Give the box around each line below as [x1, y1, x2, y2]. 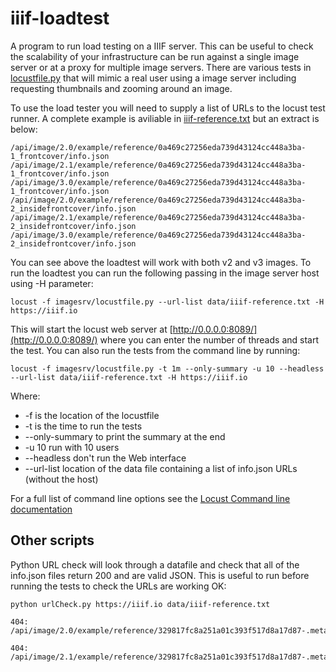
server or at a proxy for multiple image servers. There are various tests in [10, 61, 312, 73]
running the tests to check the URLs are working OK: [10, 580, 227, 592]
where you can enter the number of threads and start [99, 333, 319, 346]
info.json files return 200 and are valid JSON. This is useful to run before [10, 569, 310, 581]
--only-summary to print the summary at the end [24, 430, 226, 442]
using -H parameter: [10, 277, 94, 289]
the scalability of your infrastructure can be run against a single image [10, 50, 300, 62]
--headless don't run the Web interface [24, 452, 187, 464]
